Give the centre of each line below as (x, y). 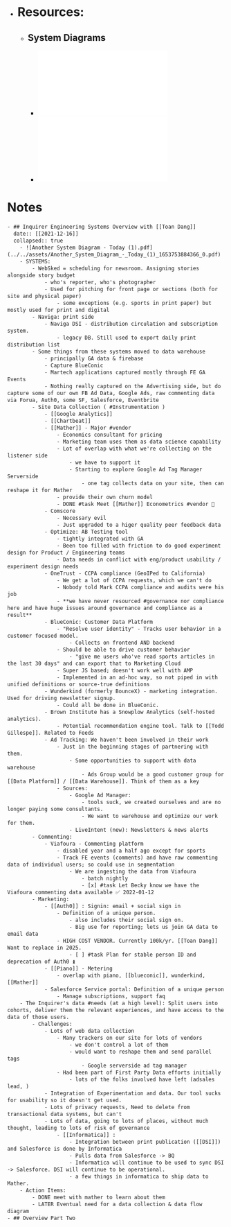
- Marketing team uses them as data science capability (139, 442)
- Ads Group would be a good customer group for (153, 774)
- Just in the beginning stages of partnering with (132, 747)
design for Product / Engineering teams (66, 552)
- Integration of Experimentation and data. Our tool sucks (132, 1093)
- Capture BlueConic (74, 365)
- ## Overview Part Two (41, 1218)
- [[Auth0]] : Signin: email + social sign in (112, 906)
